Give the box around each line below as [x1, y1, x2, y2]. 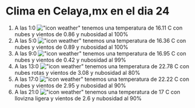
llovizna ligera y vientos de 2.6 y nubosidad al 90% [14, 95, 142, 102]
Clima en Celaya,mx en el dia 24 [5, 4, 170, 18]
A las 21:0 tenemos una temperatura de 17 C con [14, 88, 180, 95]
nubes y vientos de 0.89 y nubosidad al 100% [14, 43, 128, 51]
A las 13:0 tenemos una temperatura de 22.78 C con [14, 62, 190, 70]
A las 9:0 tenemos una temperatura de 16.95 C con [14, 49, 187, 57]
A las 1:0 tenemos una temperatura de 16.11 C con [14, 24, 183, 31]
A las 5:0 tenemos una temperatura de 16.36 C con [14, 37, 187, 44]
